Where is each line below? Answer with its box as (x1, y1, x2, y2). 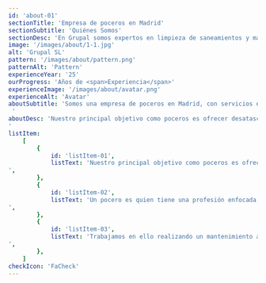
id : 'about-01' (8, 11, 59, 20)
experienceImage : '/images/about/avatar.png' (8, 85, 161, 94)
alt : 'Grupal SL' (8, 48, 66, 56)
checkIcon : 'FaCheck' (8, 262, 80, 270)
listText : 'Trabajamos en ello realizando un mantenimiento (50, 233, 253, 241)
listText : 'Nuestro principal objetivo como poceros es (50, 159, 239, 167)
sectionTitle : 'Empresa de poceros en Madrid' (8, 19, 165, 27)
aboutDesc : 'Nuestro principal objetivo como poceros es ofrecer (8, 115, 228, 123)
